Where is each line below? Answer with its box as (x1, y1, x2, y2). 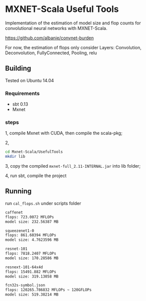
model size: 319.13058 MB (5, 274, 58, 279)
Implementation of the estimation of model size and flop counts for (5, 20, 141, 26)
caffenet (5, 210, 23, 215)
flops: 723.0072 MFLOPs (5, 214, 54, 219)
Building (5, 64, 31, 73)
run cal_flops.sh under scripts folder (5, 200, 82, 206)
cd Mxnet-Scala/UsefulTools (5, 149, 63, 155)
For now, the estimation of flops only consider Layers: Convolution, (5, 44, 142, 50)
